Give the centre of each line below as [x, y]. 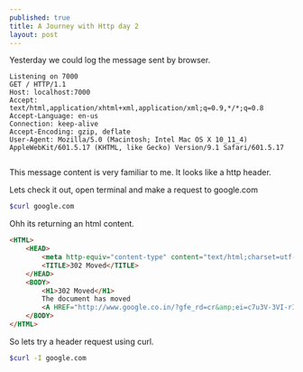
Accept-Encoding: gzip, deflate [70, 132]
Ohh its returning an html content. [72, 224]
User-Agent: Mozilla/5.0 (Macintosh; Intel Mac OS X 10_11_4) [129, 140]
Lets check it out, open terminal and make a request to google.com [134, 190]
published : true [40, 18]
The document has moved [86, 299]
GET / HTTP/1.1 [38, 85]
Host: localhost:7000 [50, 93]
